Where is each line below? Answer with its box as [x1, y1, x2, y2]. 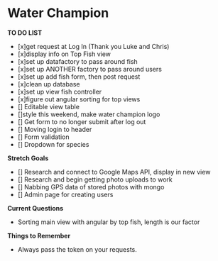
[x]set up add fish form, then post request [17, 72, 141, 81]
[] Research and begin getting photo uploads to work [17, 175, 173, 184]
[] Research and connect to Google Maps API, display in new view [17, 167, 211, 176]
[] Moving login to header [17, 125, 92, 133]
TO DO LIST [7, 28, 43, 37]
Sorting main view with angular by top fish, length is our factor [17, 218, 200, 226]
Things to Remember [7, 231, 71, 240]
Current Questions [7, 204, 64, 212]
